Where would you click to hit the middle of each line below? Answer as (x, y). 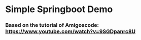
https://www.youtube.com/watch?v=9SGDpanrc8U (70, 31)
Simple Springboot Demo (59, 9)
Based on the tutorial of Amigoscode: (52, 25)
